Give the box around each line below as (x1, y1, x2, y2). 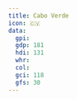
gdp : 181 (15, 42, 44, 49)
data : (8, 26, 26, 34)
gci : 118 (15, 71, 44, 79)
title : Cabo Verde (8, 11, 69, 20)
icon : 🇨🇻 (8, 19, 41, 27)
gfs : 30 (15, 78, 41, 86)
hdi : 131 (15, 49, 44, 57)
